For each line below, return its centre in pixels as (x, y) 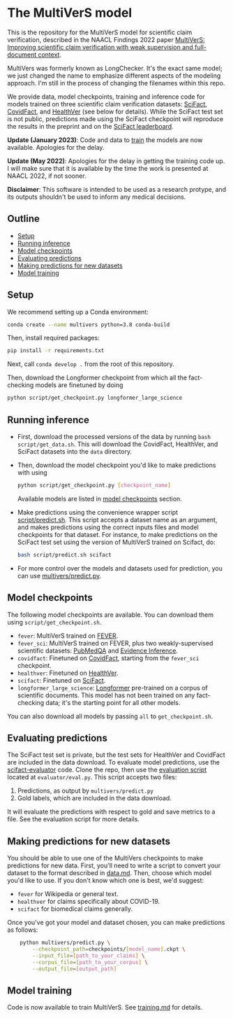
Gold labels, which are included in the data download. (95, 798)
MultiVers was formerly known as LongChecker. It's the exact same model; (115, 68)
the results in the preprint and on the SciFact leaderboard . (90, 126)
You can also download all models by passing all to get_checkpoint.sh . (110, 716)
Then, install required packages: (53, 338)
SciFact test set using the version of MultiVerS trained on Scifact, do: (116, 542)
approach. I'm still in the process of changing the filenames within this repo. (116, 83)
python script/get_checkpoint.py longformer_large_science (95, 398)
